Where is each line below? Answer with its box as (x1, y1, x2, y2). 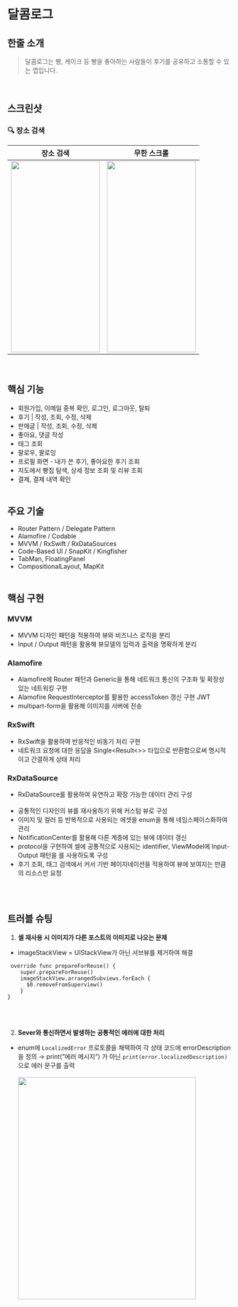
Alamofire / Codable (17, 532, 77, 540)
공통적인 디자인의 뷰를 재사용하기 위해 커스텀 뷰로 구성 (17, 806, 168, 815)
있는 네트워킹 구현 (17, 684, 67, 693)
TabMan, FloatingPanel (17, 555, 85, 563)
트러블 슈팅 (7, 913, 53, 925)
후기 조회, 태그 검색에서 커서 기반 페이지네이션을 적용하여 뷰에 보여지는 (17, 860, 213, 868)
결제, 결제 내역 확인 (17, 474, 71, 484)
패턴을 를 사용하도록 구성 (39, 850, 109, 859)
